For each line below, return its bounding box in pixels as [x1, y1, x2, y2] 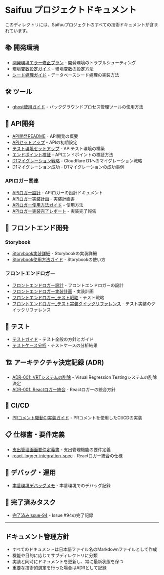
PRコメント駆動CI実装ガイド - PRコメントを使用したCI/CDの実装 [12, 415, 143, 421]
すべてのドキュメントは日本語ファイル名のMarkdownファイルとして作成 [12, 547, 157, 552]
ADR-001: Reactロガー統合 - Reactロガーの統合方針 [12, 387, 116, 392]
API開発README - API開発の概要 [12, 133, 79, 139]
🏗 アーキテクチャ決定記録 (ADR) [5, 358, 104, 366]
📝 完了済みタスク [5, 498, 56, 507]
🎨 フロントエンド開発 [5, 224, 69, 232]
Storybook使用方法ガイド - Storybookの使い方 [12, 257, 106, 262]
